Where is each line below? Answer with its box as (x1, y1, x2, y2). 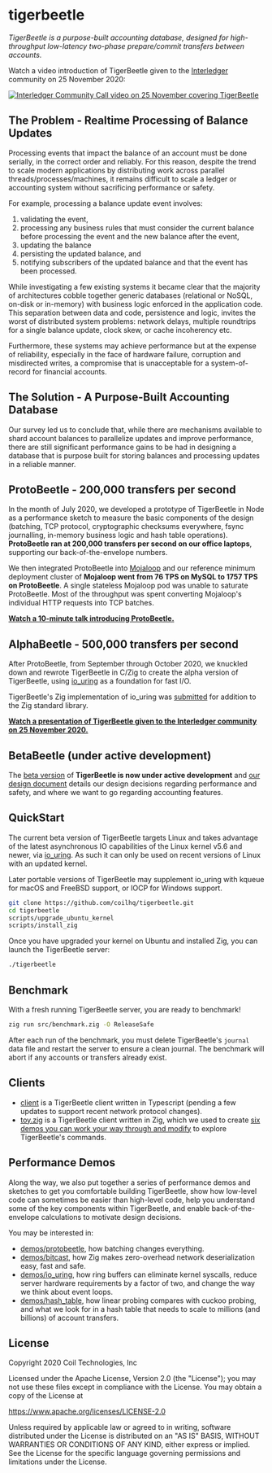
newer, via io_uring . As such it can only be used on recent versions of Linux (8, 850, 261, 859)
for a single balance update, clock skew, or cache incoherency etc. (8, 325, 232, 334)
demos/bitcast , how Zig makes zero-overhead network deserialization (19, 1252, 256, 1262)
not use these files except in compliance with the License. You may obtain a (8, 1382, 262, 1392)
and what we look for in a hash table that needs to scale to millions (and (19, 1304, 261, 1313)
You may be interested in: (8, 1227, 94, 1238)
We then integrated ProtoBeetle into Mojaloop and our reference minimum (8, 563, 256, 573)
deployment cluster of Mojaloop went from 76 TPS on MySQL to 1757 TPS (8, 572, 258, 582)
